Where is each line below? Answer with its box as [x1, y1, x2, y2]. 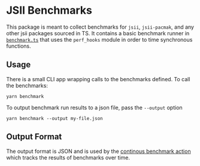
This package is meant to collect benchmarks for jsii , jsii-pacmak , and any [6, 23, 195, 30]
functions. [6, 42, 31, 50]
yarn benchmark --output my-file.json [6, 115, 103, 121]
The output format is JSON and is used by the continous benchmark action [6, 147, 191, 155]
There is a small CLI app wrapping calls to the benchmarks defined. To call [6, 75, 190, 82]
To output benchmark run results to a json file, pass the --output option [6, 104, 183, 111]
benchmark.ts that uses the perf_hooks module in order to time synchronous [6, 36, 193, 43]
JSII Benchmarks [6, 4, 93, 17]
